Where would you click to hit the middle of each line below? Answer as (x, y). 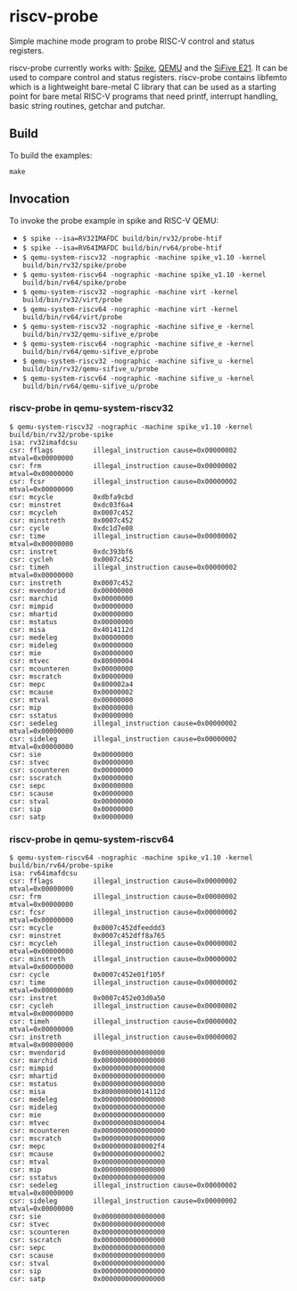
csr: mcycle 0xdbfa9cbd (71, 497)
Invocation (39, 199)
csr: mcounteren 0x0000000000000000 (87, 1131)
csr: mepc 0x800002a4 (71, 684)
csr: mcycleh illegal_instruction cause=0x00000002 (124, 944)
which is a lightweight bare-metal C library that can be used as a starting (143, 86)
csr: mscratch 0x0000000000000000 (87, 1139)
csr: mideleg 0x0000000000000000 (87, 1107)
